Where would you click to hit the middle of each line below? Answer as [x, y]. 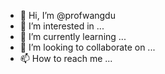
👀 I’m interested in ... [62, 26]
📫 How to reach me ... [66, 58]
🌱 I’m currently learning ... [73, 36]
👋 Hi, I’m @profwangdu [67, 15]
